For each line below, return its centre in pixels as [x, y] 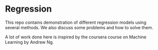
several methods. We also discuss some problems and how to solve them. [79, 27]
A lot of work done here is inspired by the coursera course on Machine [76, 37]
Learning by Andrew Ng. [30, 42]
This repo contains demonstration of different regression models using [76, 22]
